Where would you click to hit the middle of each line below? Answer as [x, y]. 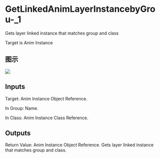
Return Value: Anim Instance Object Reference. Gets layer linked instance [80, 145]
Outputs [18, 133]
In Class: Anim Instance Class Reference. [47, 118]
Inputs [15, 87]
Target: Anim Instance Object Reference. [46, 98]
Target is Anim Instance [29, 42]
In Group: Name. [22, 108]
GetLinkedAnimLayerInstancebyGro [80, 9]
